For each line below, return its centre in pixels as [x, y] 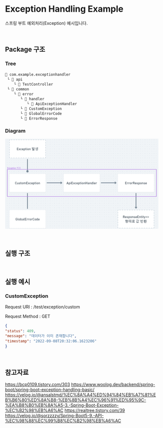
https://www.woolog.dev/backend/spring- [113, 384]
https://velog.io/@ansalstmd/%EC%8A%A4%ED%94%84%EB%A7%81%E [81, 395]
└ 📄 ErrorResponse [39, 118]
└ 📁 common [18, 89]
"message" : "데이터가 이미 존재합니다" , [41, 336]
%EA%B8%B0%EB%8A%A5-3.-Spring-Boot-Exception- [62, 405]
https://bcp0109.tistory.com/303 [38, 384]
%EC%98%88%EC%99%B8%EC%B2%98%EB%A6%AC [63, 421]
